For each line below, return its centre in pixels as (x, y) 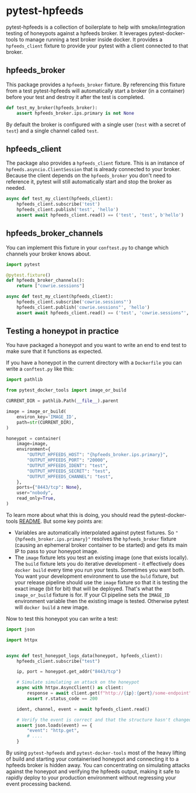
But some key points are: (73, 521)
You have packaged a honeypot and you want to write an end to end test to (96, 345)
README (30, 521)
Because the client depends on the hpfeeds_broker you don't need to (89, 176)
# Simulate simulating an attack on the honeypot (78, 682)
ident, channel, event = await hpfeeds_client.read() (83, 709)
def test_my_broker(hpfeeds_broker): (52, 108)
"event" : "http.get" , (53, 731)
